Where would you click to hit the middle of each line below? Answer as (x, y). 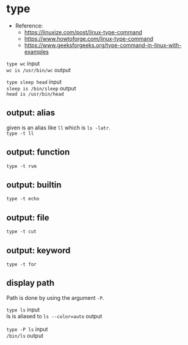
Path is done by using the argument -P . (55, 297)
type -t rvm (21, 166)
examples (36, 51)
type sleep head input (34, 82)
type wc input (23, 64)
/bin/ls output (25, 335)
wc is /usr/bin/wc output (39, 70)
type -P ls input (27, 329)
